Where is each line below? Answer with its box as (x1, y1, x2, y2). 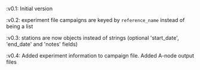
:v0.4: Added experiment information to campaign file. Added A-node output (6, 52, 195, 59)
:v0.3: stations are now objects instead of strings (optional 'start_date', (6, 34, 179, 41)
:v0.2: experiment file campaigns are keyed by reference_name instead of (6, 17, 185, 23)
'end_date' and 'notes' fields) (6, 41, 78, 47)
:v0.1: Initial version (6, 5, 53, 12)
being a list (6, 23, 33, 30)
